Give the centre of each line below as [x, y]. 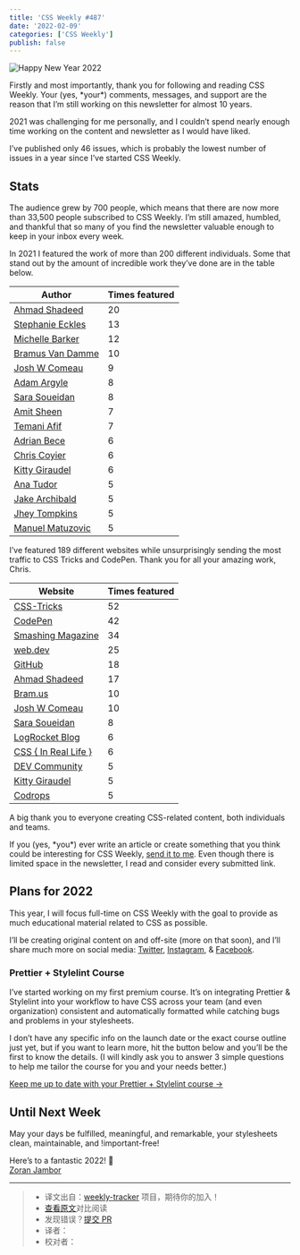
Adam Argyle [41, 383]
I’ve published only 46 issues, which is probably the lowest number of [137, 149]
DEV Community [48, 766]
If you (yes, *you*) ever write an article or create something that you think [145, 845]
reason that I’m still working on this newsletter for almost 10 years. [131, 105]
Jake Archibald [46, 499]
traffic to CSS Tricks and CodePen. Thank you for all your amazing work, [143, 559]
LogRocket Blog [47, 738]
